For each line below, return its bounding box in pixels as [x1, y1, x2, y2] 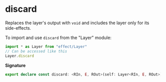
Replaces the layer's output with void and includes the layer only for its [5, 20, 150, 26]
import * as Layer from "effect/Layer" [5, 44, 87, 49]
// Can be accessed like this [5, 48, 68, 54]
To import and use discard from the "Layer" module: [5, 35, 112, 41]
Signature [5, 62, 26, 68]
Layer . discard [5, 53, 35, 58]
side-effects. [5, 25, 31, 31]
